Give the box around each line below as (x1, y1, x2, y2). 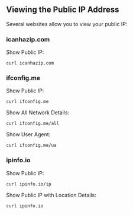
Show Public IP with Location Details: (6, 191, 96, 198)
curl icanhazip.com (6, 60, 54, 66)
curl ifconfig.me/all (6, 121, 60, 127)
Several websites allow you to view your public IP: (6, 20, 128, 27)
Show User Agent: (6, 131, 51, 138)
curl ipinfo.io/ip (6, 181, 51, 187)
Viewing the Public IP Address (6, 5, 119, 15)
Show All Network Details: (6, 109, 70, 116)
